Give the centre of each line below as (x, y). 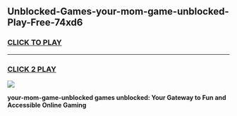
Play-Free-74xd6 (45, 23)
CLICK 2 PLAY (32, 69)
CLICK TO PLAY (35, 43)
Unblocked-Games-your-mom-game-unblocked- (118, 12)
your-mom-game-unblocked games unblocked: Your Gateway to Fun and (117, 97)
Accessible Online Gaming (47, 105)
